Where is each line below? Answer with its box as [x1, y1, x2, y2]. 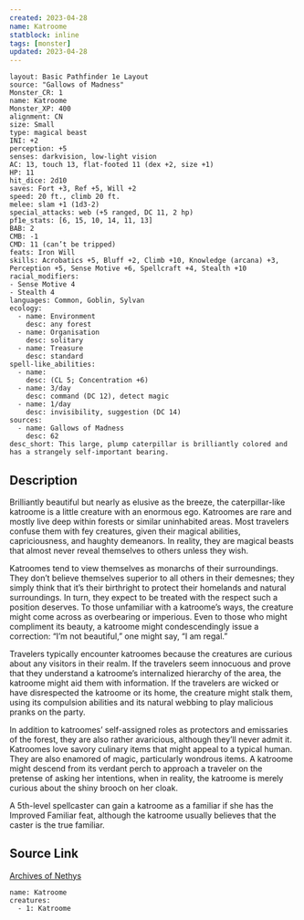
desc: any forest [26, 320, 92, 329]
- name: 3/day [17, 384, 71, 393]
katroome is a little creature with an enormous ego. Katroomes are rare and [9, 506, 292, 517]
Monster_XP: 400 [9, 104, 71, 114]
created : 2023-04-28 [9, 13, 89, 23]
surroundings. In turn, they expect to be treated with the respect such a [9, 591, 278, 602]
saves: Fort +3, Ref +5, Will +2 [9, 184, 137, 193]
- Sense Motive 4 [9, 280, 76, 289]
